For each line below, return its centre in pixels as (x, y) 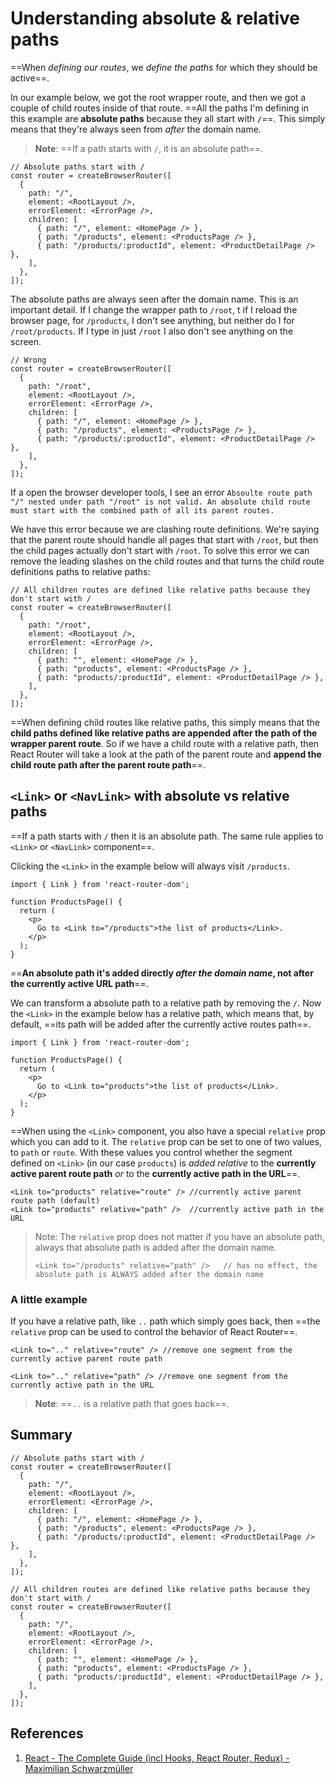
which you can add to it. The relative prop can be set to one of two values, (166, 1141)
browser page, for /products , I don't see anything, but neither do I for (152, 320)
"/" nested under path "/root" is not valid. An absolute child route (160, 502)
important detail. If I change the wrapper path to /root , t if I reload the (154, 309)
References (47, 1733)
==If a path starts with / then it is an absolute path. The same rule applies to (167, 836)
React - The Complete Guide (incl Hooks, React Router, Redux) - (157, 1758)
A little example (49, 1299)
